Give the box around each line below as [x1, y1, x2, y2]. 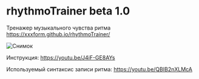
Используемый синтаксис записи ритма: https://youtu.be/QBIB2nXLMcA [6, 65, 193, 73]
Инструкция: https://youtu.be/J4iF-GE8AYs [6, 54, 115, 61]
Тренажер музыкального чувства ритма [6, 24, 111, 31]
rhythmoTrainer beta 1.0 [6, 4, 130, 18]
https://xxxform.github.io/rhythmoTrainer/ [6, 30, 110, 37]
